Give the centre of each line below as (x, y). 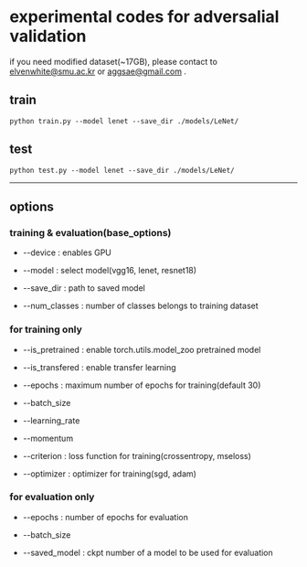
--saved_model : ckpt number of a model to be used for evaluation (148, 552)
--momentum (48, 438)
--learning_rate (51, 420)
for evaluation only (52, 497)
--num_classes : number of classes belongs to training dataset (140, 306)
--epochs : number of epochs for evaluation (106, 517)
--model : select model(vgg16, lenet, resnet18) (110, 271)
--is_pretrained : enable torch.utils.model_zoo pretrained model (142, 349)
